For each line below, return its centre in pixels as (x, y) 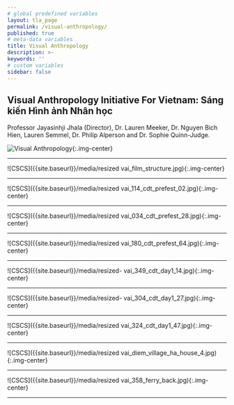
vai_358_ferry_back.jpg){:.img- (165, 381)
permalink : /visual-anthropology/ (57, 26)
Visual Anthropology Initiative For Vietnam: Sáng (116, 100)
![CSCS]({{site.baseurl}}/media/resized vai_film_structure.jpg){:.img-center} (116, 168)
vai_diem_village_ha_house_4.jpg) (169, 353)
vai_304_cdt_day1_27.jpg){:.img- (170, 298)
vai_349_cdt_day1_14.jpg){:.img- (169, 271)
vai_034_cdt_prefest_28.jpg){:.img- (171, 216)
